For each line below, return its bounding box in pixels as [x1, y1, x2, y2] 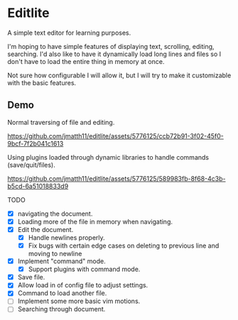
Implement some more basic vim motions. [17, 297, 141, 306]
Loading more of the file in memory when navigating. [17, 217, 173, 226]
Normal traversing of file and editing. [7, 118, 115, 126]
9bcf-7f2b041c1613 [7, 139, 64, 148]
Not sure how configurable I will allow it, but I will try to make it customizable [7, 71, 232, 79]
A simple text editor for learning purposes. [7, 28, 131, 37]
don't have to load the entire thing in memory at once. [7, 57, 165, 65]
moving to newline [28, 250, 82, 258]
